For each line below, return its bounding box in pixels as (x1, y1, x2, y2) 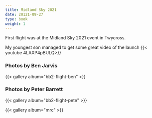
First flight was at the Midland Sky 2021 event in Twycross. (5, 35, 126, 41)
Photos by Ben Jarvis (5, 62, 58, 69)
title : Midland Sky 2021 (5, 7, 57, 12)
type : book (5, 16, 28, 21)
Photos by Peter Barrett (5, 86, 63, 93)
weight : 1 (5, 21, 26, 26)
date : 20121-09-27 (5, 12, 43, 17)
